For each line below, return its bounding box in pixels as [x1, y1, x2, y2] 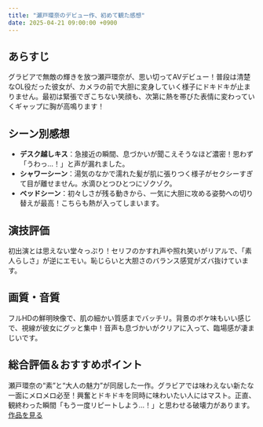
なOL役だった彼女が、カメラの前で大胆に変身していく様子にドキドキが [8, 82, 237, 91]
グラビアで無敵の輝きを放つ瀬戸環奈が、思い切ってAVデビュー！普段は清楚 [8, 72, 251, 82]
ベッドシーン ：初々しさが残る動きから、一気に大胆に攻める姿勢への [19, 189, 240, 198]
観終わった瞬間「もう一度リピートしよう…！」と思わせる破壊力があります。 [8, 400, 254, 410]
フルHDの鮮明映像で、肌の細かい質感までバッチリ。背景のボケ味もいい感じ [8, 313, 252, 322]
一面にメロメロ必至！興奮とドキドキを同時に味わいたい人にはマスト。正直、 [8, 390, 256, 399]
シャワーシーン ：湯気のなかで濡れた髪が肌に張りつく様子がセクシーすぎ [19, 169, 254, 179]
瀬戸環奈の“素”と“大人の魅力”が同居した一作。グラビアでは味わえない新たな [8, 381, 254, 390]
